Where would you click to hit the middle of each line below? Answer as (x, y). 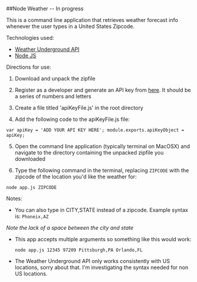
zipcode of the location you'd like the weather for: (76, 177)
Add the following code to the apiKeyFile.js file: (72, 119)
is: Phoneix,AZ (32, 216)
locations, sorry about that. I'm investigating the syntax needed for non (101, 267)
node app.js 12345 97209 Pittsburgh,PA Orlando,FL (79, 250)
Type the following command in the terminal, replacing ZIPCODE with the (102, 170)
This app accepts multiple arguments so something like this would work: (103, 239)
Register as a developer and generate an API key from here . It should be (103, 90)
